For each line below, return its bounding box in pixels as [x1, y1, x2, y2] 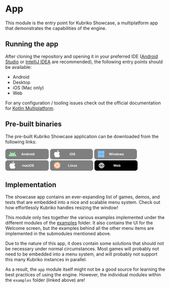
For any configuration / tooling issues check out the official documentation [5, 100, 161, 106]
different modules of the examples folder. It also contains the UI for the [5, 220, 153, 226]
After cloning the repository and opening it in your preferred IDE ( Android [5, 53, 158, 59]
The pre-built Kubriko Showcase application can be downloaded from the [5, 133, 159, 139]
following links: [5, 139, 37, 145]
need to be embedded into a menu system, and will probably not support [5, 251, 158, 257]
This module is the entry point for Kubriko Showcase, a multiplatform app [5, 20, 158, 26]
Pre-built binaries [5, 120, 62, 129]
